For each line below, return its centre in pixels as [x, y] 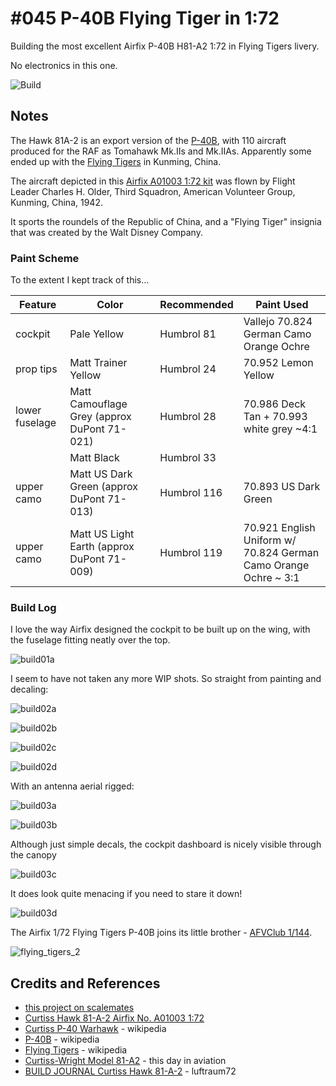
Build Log [33, 607]
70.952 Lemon [278, 363]
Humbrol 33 [188, 458]
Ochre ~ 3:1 [271, 578]
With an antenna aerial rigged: [72, 786]
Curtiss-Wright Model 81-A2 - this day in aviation [125, 1061]
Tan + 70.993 [275, 417]
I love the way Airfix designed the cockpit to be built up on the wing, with [160, 629]
